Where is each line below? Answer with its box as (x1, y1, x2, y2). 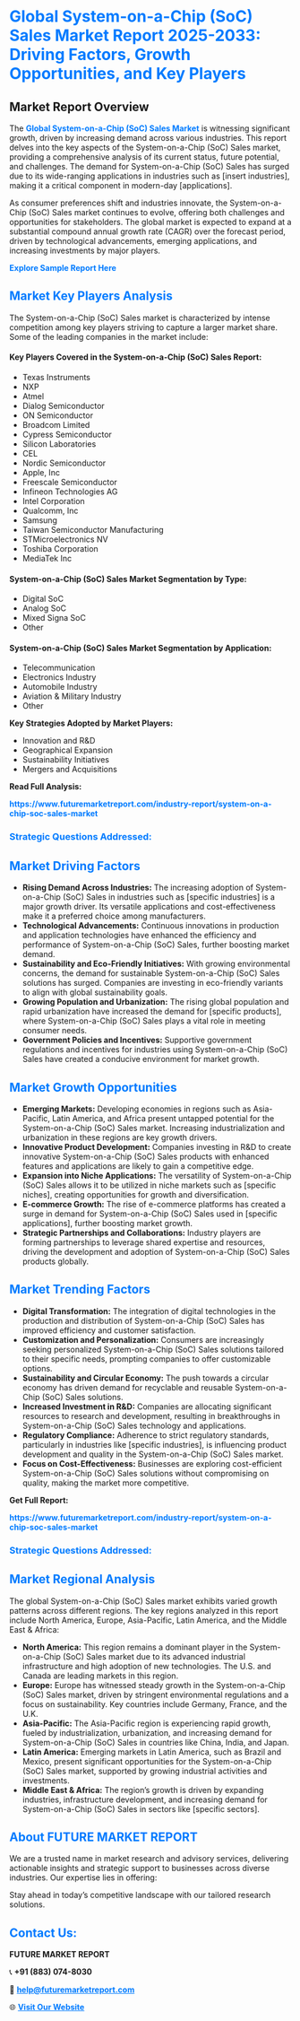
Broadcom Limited (21, 420, 90, 431)
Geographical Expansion (21, 745, 114, 755)
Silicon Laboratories (21, 439, 97, 449)
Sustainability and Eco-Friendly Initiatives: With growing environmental (21, 958, 291, 970)
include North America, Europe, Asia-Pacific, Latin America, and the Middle (9, 1615, 287, 1625)
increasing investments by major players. (9, 245, 161, 256)
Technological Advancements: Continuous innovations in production (21, 920, 279, 931)
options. (21, 1363, 53, 1373)
